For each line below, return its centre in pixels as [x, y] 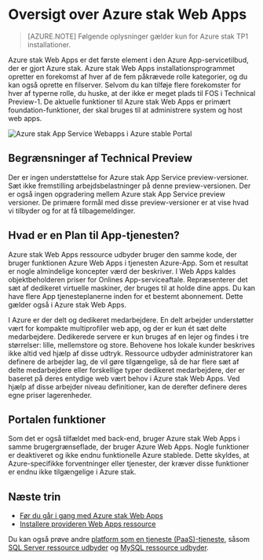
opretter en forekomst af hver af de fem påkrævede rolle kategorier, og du [128, 76]
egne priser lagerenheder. [50, 395]
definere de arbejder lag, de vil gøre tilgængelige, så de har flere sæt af [124, 361]
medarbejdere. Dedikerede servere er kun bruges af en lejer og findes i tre [129, 337]
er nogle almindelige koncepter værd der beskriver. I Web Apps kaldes [122, 271]
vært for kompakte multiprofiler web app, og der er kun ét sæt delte [117, 328]
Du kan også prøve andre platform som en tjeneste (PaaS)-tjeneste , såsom [129, 540]
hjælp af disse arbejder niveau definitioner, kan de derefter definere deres [128, 386]
